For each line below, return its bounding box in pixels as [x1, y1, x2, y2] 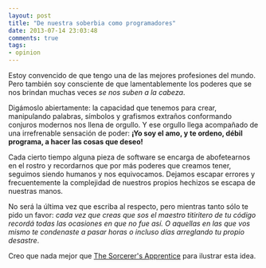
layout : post [8, 11, 52, 20]
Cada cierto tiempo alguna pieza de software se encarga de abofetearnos [8, 152, 251, 162]
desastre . [8, 236, 40, 245]
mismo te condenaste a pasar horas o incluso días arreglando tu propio [8, 227, 245, 236]
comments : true [8, 33, 59, 42]
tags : [8, 41, 26, 49]
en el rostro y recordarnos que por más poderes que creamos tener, [8, 161, 232, 170]
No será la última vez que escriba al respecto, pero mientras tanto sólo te [8, 202, 248, 211]
